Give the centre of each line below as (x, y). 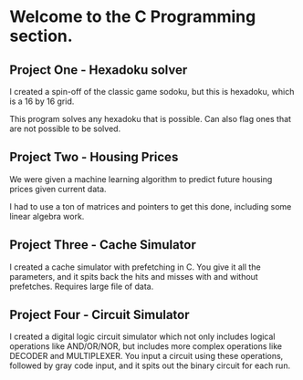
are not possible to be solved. (65, 128)
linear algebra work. (47, 216)
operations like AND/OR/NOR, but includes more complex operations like (146, 346)
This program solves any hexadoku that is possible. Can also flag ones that (151, 119)
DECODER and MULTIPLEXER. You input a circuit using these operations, (146, 356)
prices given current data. (58, 189)
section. (41, 36)
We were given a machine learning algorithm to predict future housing (141, 179)
